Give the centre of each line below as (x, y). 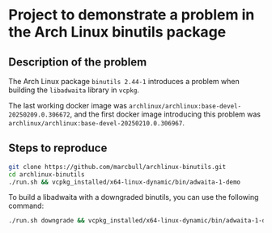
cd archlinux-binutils (47, 174)
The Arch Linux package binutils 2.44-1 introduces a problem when (124, 81)
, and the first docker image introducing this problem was (166, 114)
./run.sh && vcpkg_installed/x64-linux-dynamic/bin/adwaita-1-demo (125, 182)
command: (26, 206)
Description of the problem (78, 62)
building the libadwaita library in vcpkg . (74, 90)
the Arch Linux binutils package (117, 32)
